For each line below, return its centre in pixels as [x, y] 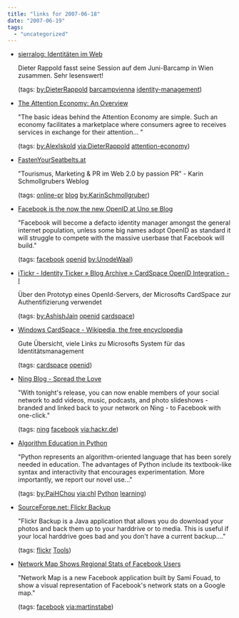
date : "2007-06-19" [36, 21]
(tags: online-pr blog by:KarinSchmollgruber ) [83, 195]
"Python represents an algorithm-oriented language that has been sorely [124, 457]
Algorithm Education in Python [62, 443]
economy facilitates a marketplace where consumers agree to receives [122, 125]
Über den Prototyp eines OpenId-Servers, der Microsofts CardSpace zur [124, 295]
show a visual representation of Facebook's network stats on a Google [122, 585]
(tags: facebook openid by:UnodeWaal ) [75, 259]
